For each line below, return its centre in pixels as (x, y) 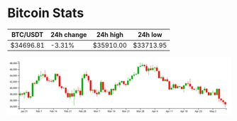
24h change (69, 35)
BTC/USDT (28, 35)
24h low (150, 35)
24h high (110, 35)
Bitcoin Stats (46, 13)
